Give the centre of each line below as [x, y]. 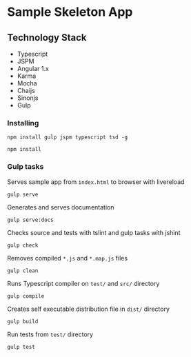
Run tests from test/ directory [50, 334]
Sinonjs [28, 98]
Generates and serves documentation [61, 207]
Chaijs [26, 91]
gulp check [23, 245]
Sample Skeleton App [70, 12]
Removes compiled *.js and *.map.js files [68, 258]
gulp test [21, 347]
